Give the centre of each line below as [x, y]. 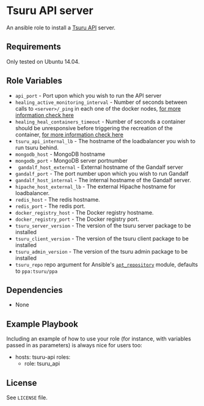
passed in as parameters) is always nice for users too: [74, 345]
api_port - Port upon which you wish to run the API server [88, 95]
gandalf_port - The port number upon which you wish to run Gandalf [102, 173]
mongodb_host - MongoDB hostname [60, 154]
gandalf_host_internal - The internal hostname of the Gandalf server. [103, 180]
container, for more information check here [69, 135]
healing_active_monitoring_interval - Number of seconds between [101, 102]
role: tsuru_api [42, 364]
